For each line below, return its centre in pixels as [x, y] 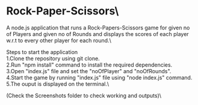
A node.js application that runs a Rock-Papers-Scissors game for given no [98, 28]
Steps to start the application [42, 52]
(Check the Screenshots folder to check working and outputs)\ [84, 95]
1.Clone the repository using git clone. [53, 58]
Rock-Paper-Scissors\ [63, 11]
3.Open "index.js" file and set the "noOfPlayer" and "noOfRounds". [89, 71]
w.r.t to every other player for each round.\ [59, 40]
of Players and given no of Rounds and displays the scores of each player [97, 34]
